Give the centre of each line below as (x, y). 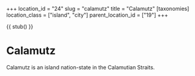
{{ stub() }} (20, 27)
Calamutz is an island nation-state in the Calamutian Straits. (81, 67)
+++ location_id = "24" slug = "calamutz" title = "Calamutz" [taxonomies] (98, 9)
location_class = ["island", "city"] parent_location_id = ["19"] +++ (87, 15)
